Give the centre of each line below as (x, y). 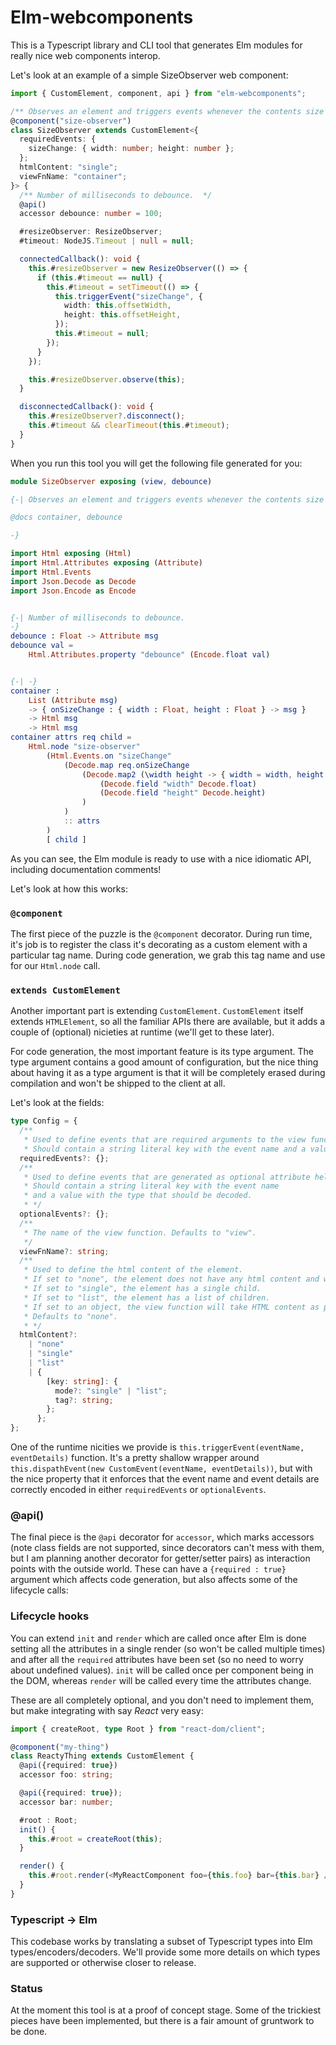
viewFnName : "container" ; (73, 176)
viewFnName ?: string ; (64, 1251)
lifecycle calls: (39, 1590)
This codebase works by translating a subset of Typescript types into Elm (161, 1942)
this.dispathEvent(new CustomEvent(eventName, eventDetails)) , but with (161, 1468)
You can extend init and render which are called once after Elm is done (158, 1638)
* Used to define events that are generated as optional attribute (167, 1177)
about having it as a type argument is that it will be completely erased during (168, 1073)
